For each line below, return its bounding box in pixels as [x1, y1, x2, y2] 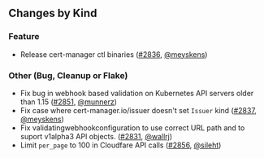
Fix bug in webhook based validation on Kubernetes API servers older [19, 88, 254, 98]
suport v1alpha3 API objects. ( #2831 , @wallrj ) [19, 131, 173, 141]
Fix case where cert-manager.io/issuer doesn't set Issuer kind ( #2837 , [19, 105, 258, 115]
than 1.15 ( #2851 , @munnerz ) [19, 97, 118, 107]
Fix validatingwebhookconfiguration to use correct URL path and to [19, 122, 245, 133]
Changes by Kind [8, 7, 97, 20]
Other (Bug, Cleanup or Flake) [8, 69, 128, 81]
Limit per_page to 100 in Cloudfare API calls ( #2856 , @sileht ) [19, 140, 222, 150]
